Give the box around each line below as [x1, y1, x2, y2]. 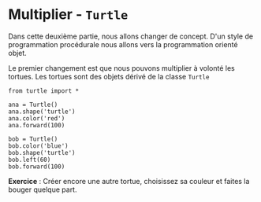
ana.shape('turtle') [8, 108, 76, 116]
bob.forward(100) [8, 163, 65, 171]
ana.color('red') [8, 114, 65, 123]
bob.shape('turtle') [8, 149, 76, 156]
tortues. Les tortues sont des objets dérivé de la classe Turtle [8, 72, 210, 81]
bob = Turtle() [8, 135, 58, 143]
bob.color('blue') [8, 141, 69, 150]
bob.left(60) [8, 156, 51, 163]
